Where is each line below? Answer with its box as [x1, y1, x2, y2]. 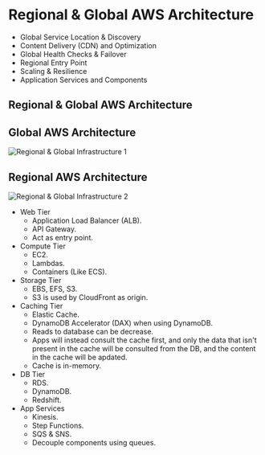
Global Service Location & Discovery [19, 32, 141, 42]
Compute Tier [19, 241, 66, 251]
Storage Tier [19, 275, 62, 285]
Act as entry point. [31, 232, 94, 242]
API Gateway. [31, 223, 76, 234]
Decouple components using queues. [31, 437, 157, 447]
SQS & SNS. [31, 428, 72, 439]
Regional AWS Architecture [8, 170, 148, 184]
